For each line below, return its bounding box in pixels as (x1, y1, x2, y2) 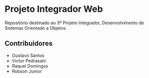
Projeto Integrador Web (4, 3, 103, 15)
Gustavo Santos (11, 52, 45, 58)
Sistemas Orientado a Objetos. (4, 25, 68, 31)
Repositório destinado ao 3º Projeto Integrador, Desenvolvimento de (4, 20, 145, 26)
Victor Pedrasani (11, 58, 46, 64)
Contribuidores (4, 39, 53, 48)
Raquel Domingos (11, 63, 48, 69)
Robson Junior (11, 68, 42, 74)
